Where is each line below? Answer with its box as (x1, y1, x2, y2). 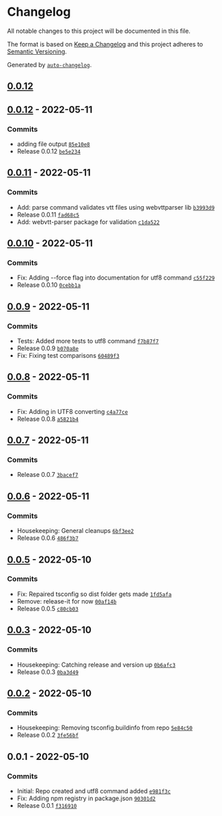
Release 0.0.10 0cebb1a (16, 281, 81, 289)
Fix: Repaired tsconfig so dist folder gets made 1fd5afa (16, 590, 172, 598)
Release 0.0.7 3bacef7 (16, 471, 79, 479)
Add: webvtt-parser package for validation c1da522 (16, 217, 160, 226)
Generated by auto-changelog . (7, 60, 92, 69)
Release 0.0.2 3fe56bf (16, 731, 79, 739)
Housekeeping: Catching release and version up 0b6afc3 (16, 660, 176, 669)
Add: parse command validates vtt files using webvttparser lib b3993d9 (16, 203, 215, 211)
